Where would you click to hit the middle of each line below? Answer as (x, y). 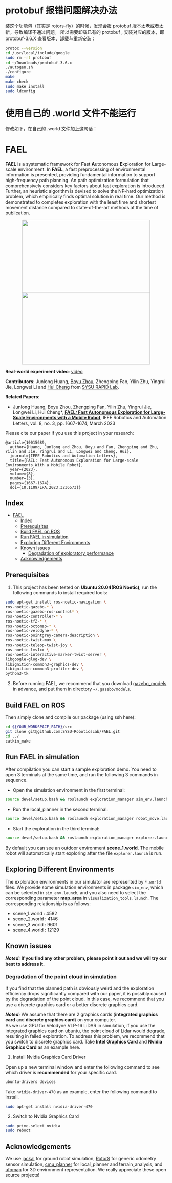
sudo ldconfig (20, 91)
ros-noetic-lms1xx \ (27, 650)
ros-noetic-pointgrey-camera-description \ (52, 636)
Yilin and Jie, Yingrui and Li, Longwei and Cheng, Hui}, (68, 451)
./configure (18, 72)
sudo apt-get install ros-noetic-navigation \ (56, 602)
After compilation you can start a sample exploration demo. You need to (81, 769)
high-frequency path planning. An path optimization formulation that (77, 180)
